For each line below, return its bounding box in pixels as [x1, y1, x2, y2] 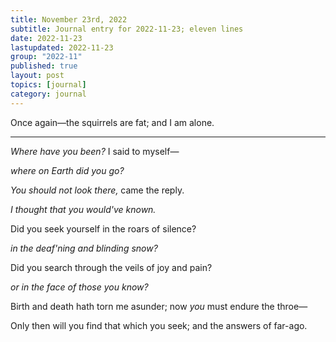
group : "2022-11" [10, 52, 83, 62]
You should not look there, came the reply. [10, 184, 185, 196]
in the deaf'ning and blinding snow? [10, 242, 158, 254]
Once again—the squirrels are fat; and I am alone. [10, 116, 215, 128]
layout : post [10, 71, 65, 81]
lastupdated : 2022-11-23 [10, 42, 114, 53]
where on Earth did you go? [10, 164, 125, 176]
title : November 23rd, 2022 [10, 14, 128, 25]
